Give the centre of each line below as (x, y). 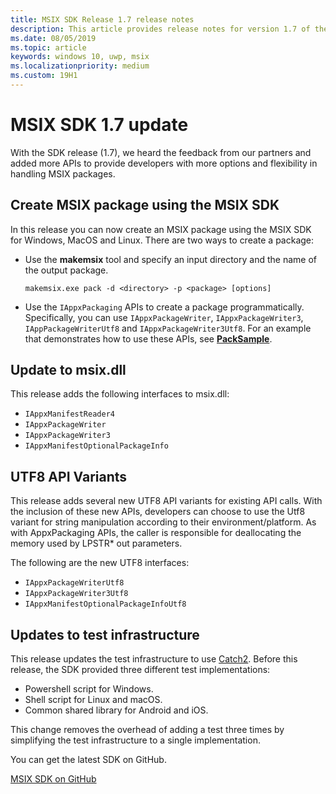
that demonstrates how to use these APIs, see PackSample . (148, 338)
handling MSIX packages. (63, 173)
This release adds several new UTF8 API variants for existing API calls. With (166, 501)
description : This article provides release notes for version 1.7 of (160, 29)
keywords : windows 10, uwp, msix (80, 57)
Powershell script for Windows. (89, 689)
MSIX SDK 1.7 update (99, 125)
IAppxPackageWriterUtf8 (74, 583)
